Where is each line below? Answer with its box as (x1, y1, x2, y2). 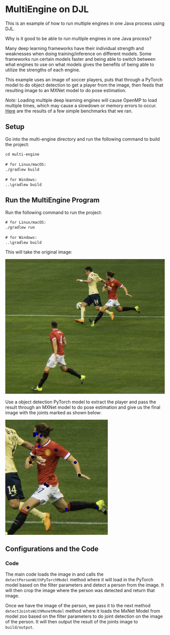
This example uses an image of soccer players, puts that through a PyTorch (5, 76, 163, 82)
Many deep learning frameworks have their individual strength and (5, 45, 144, 51)
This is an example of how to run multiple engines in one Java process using (5, 20, 165, 26)
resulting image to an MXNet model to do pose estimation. (5, 87, 126, 93)
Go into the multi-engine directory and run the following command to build (5, 136, 160, 142)
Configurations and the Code (5, 545, 99, 554)
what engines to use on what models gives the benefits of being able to (5, 61, 154, 67)
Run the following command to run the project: (5, 209, 102, 216)
